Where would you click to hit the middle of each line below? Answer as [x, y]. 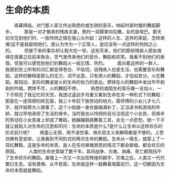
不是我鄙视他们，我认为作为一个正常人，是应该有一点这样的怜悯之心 [87, 44]
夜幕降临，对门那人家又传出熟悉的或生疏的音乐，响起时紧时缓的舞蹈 [85, 25]
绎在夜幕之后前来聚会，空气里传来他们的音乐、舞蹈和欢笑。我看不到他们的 [83, 56]
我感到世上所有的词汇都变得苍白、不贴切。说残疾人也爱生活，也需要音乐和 [83, 69]
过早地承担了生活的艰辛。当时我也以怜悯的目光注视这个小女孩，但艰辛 [92, 113]
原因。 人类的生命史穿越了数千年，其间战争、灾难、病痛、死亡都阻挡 [81, 151]
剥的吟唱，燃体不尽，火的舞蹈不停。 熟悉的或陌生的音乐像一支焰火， [81, 88]
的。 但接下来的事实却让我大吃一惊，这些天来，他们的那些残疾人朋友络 [83, 50]
